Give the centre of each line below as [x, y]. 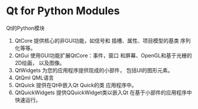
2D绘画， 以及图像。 [40, 63]
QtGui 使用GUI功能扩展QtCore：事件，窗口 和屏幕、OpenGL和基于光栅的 [103, 55]
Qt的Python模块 [25, 28]
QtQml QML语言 [34, 78]
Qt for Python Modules [63, 11]
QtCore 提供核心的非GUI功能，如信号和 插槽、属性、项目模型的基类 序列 [103, 40]
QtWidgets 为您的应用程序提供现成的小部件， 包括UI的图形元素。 [94, 70]
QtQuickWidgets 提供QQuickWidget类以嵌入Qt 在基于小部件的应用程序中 [103, 92]
